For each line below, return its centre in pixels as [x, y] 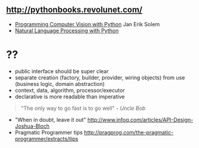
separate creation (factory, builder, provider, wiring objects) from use [100, 78]
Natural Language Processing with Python [67, 30]
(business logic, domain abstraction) [60, 84]
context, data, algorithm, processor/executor [70, 90]
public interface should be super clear [62, 71]
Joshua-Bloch [32, 126]
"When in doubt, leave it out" [50, 119]
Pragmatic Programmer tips [49, 132]
